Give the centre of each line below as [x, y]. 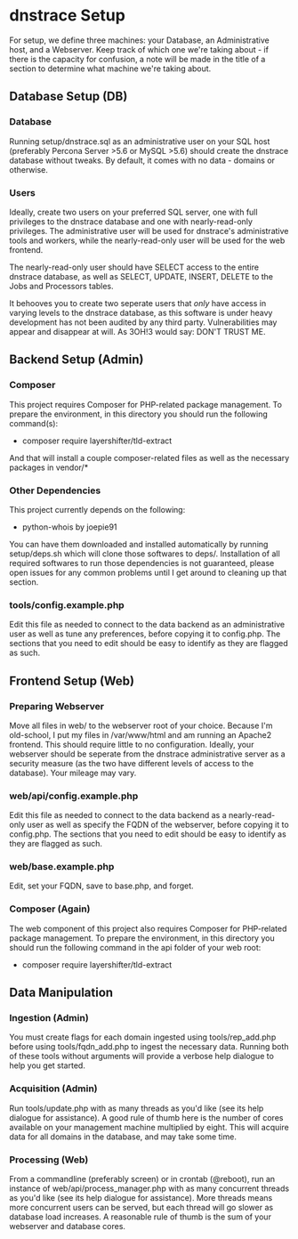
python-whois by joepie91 [69, 527]
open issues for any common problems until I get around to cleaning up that [148, 572]
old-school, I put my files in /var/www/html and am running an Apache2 [141, 734]
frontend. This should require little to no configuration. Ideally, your [132, 744]
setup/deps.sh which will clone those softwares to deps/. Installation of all [145, 554]
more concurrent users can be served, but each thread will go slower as [141, 1208]
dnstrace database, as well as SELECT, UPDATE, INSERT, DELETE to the [141, 276]
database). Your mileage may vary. [73, 773]
